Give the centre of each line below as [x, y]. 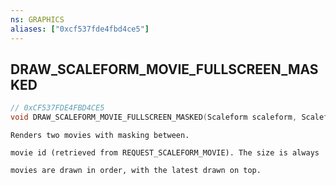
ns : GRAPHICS [37, 19]
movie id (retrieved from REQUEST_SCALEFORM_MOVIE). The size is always [165, 153]
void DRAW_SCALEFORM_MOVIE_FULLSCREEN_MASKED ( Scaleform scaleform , [154, 117]
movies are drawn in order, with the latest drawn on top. [136, 171]
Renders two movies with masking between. [100, 136]
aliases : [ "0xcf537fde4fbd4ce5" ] [80, 29]
